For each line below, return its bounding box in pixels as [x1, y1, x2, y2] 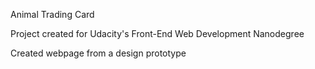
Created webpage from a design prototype [10, 47, 187, 59]
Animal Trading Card [10, 9, 95, 20]
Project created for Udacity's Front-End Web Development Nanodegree [10, 28, 305, 39]
